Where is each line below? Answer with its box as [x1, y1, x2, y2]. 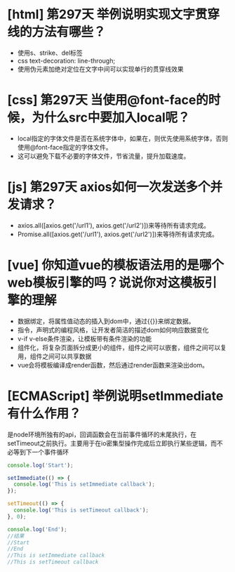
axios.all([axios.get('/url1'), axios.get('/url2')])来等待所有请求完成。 [17, 221, 210, 229]
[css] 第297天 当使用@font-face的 [7, 92, 209, 108]
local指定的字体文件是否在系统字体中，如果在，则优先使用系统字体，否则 [17, 134, 228, 143]
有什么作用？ [7, 405, 82, 422]
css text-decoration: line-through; [17, 56, 116, 65]
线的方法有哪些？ [7, 24, 107, 40]
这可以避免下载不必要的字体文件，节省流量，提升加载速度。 [17, 152, 190, 160]
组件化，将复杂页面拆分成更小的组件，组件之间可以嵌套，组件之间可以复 [17, 343, 227, 351]
